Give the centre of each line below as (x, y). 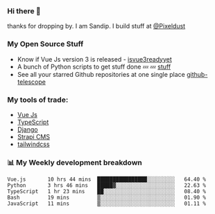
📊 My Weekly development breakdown (75, 162)
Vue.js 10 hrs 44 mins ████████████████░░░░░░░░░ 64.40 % (107, 179)
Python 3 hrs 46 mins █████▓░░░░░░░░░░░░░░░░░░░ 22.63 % (107, 186)
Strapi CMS (34, 136)
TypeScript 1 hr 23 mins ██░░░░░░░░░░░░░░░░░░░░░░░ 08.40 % (107, 192)
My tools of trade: (38, 100)
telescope (32, 82)
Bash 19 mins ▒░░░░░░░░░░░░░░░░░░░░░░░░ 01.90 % (107, 198)
